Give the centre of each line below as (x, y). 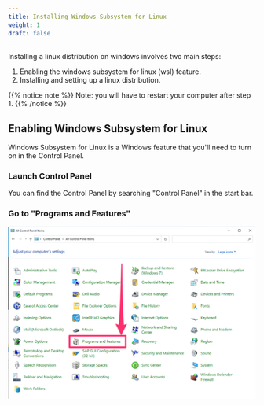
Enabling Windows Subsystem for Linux (108, 129)
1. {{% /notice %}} (37, 104)
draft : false (29, 33)
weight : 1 (24, 25)
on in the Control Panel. (46, 156)
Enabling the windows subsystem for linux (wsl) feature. (110, 72)
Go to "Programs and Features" (70, 214)
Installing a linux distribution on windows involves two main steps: (115, 57)
